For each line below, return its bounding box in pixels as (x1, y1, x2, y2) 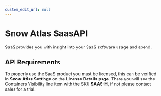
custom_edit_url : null (5, 7, 51, 12)
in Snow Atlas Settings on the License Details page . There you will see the (5, 76, 156, 82)
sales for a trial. (5, 86, 36, 92)
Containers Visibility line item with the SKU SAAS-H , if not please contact (5, 81, 151, 87)
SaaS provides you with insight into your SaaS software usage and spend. (5, 44, 152, 50)
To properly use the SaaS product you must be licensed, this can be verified (5, 71, 157, 77)
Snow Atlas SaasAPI (5, 28, 88, 39)
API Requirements (5, 58, 60, 66)
